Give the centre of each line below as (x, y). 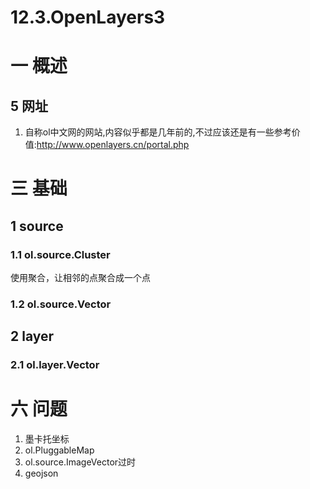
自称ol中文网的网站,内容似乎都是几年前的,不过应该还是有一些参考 (158, 132)
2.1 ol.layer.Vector (55, 365)
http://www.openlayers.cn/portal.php (113, 145)
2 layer (32, 336)
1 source (37, 226)
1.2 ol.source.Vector (61, 304)
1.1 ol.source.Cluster (60, 254)
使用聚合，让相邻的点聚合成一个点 (80, 278)
